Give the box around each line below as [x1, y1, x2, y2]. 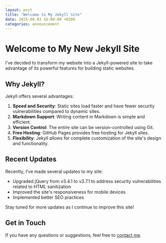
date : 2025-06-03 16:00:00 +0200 [5, 17, 75, 22]
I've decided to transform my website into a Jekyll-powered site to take [5, 60, 153, 66]
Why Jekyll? [5, 80, 45, 88]
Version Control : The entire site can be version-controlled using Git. [12, 125, 154, 130]
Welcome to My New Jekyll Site [5, 43, 140, 54]
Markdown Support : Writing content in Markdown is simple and [12, 114, 145, 119]
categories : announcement [5, 21, 59, 27]
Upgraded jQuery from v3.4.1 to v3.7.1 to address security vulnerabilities [12, 178, 161, 184]
